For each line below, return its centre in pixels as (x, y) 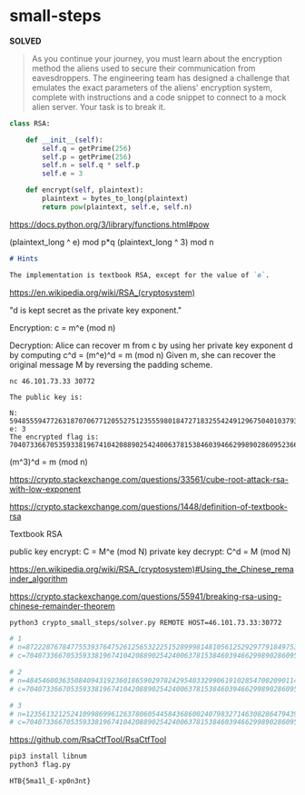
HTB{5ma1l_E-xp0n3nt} (50, 781)
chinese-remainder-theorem (62, 606)
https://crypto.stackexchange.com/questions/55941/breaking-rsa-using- (146, 596)
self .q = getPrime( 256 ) (87, 148)
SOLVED (25, 41)
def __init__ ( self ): (64, 140)
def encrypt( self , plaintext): (85, 190)
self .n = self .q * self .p (91, 165)
